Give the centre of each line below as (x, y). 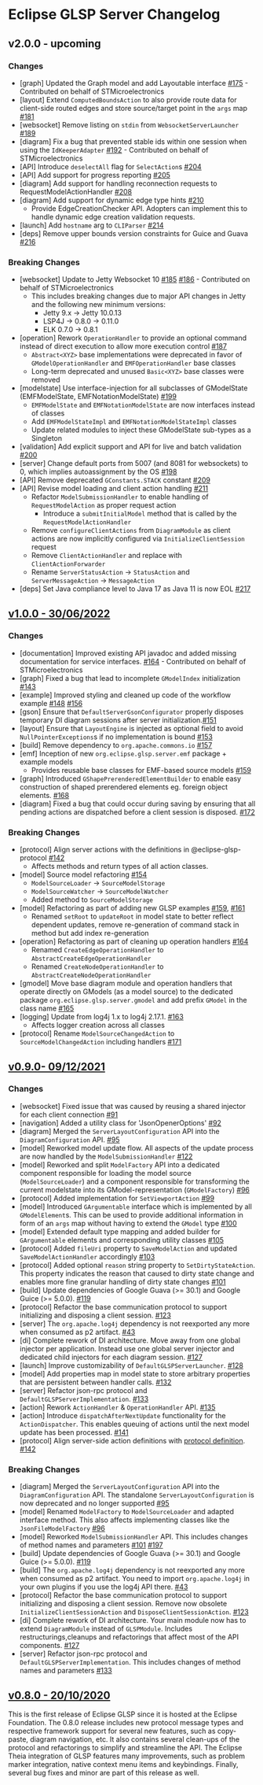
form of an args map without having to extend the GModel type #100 (128, 1223)
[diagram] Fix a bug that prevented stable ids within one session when (133, 141)
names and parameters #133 (66, 1671)
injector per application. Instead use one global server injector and (127, 1348)
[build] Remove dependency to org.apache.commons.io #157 (116, 745)
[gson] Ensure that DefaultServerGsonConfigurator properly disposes (131, 711)
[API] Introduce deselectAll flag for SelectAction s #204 (110, 166)
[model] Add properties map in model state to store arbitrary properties (135, 1373)
